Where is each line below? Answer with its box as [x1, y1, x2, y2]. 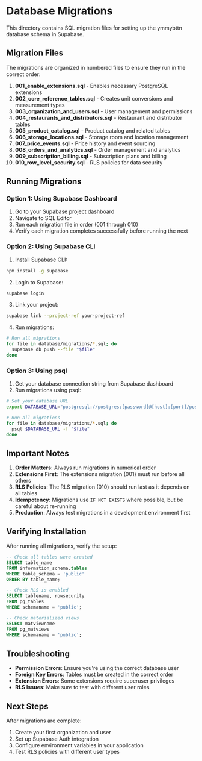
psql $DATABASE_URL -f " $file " [11, 426, 90, 432]
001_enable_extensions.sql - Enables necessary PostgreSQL [14, 82, 168, 89]
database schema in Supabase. [6, 30, 84, 37]
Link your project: [14, 301, 59, 308]
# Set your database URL [6, 398, 69, 404]
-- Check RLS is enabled [6, 587, 69, 593]
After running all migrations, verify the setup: [6, 542, 117, 550]
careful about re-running [14, 503, 76, 510]
